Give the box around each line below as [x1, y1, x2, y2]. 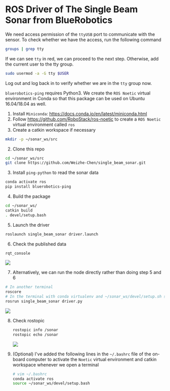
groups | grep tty [5, 46, 44, 51]
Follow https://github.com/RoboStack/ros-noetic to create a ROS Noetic [12, 116, 161, 122]
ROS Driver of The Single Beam [5, 4, 138, 15]
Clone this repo [12, 146, 45, 152]
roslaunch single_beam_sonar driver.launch [5, 231, 99, 237]
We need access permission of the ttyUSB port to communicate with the [5, 31, 155, 37]
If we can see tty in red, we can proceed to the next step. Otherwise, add [5, 55, 159, 62]
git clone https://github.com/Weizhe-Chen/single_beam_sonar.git [5, 160, 146, 166]
